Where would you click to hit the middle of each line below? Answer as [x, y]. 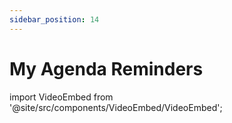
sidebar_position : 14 [54, 19]
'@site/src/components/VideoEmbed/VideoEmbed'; [116, 107]
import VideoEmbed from [61, 97]
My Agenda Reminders [106, 68]
